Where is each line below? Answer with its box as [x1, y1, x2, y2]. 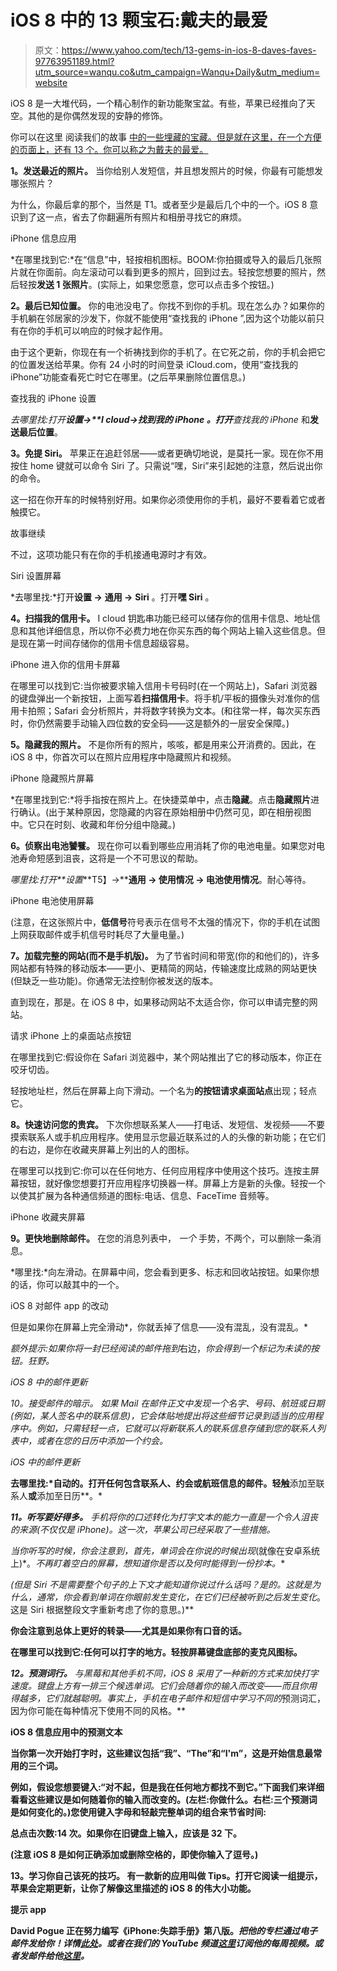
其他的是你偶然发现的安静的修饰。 [27, 109, 168, 121]
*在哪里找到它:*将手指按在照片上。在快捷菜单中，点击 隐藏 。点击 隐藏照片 [10, 793, 312, 805]
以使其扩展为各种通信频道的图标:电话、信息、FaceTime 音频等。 [10, 1189, 275, 1201]
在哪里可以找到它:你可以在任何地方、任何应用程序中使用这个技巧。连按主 [10, 1164, 312, 1176]
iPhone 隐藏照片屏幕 [10, 772, 95, 784]
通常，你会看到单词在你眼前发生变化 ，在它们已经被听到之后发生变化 [36, 1591, 317, 1603]
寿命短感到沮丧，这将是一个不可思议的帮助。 [18, 852, 203, 864]
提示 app [10, 1903, 47, 1915]
